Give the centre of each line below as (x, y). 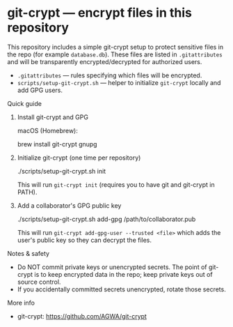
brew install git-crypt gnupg (57, 144)
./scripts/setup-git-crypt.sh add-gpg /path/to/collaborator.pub (106, 219)
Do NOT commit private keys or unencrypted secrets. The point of (112, 267)
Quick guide (24, 103)
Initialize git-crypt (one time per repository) (79, 158)
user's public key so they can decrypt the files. (84, 240)
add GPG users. (40, 90)
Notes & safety (29, 253)
